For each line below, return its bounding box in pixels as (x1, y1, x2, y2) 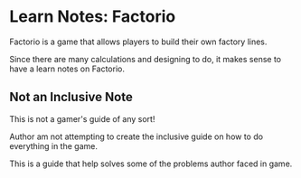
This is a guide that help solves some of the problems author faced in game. (9, 158, 293, 169)
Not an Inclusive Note (9, 89, 133, 105)
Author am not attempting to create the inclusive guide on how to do (9, 131, 264, 142)
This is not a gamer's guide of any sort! (9, 113, 155, 124)
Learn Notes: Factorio (9, 6, 176, 27)
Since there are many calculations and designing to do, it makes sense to (9, 53, 282, 64)
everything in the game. (9, 140, 98, 151)
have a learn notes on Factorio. (9, 63, 125, 74)
